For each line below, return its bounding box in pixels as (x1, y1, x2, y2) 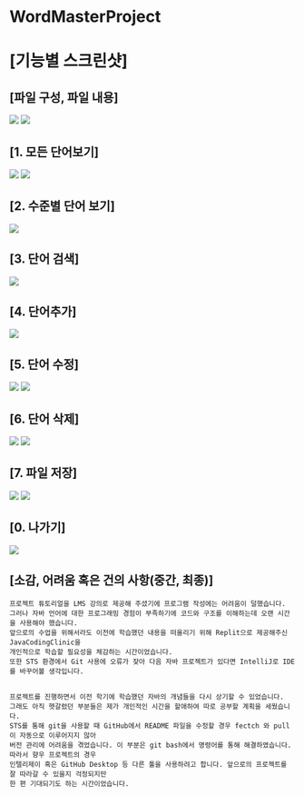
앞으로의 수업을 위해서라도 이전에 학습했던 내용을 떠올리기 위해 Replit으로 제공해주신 (9, 628, 289, 637)
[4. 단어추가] (9, 304, 77, 320)
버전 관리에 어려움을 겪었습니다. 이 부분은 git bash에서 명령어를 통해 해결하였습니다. (9, 741, 292, 750)
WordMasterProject (9, 6, 162, 27)
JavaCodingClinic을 (9, 638, 82, 647)
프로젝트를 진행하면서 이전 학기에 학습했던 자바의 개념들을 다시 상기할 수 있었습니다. (9, 692, 284, 701)
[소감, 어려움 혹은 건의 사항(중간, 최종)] (9, 572, 214, 588)
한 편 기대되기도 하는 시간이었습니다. (9, 779, 130, 788)
